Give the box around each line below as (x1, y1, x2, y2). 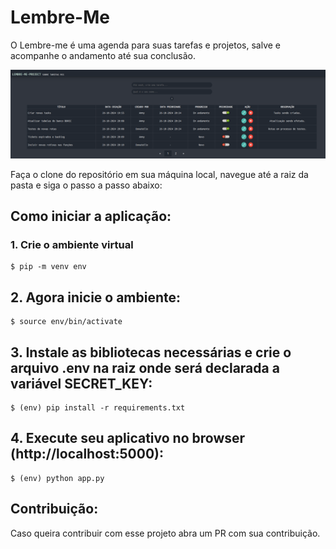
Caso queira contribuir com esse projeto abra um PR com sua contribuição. (10, 527, 321, 539)
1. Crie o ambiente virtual (10, 238, 134, 251)
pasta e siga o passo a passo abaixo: (10, 179, 163, 191)
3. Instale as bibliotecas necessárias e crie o (10, 344, 292, 361)
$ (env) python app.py (10, 473, 105, 483)
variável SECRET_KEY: (10, 375, 153, 392)
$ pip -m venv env (10, 262, 87, 272)
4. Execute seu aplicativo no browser (10, 430, 246, 447)
